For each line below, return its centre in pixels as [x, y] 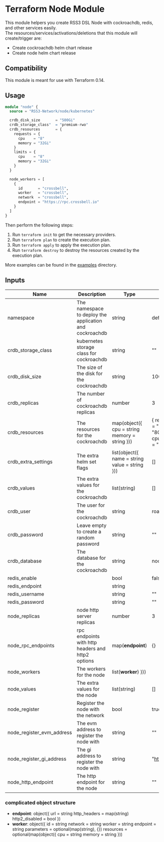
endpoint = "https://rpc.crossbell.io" [58, 202]
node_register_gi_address [37, 759]
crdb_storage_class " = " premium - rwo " [49, 125]
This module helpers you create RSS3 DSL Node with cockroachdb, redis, [79, 23]
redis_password [26, 602]
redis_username [26, 594]
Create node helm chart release [44, 53]
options [85, 661]
